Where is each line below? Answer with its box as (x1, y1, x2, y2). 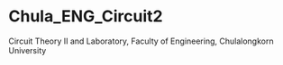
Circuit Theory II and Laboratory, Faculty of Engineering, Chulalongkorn (8, 36, 274, 46)
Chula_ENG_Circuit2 (8, 6, 163, 27)
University (8, 45, 47, 55)
